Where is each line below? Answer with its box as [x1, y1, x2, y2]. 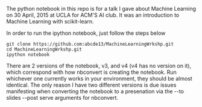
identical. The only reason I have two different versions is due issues [6, 81, 177, 88]
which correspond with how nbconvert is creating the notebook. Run [6, 69, 177, 76]
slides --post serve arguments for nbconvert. [6, 94, 119, 101]
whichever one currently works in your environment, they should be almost [6, 75, 193, 82]
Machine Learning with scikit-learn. [6, 18, 95, 25]
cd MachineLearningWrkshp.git [6, 46, 83, 52]
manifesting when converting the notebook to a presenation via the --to [6, 88, 185, 95]
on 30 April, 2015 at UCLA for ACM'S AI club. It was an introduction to [6, 11, 180, 19]
